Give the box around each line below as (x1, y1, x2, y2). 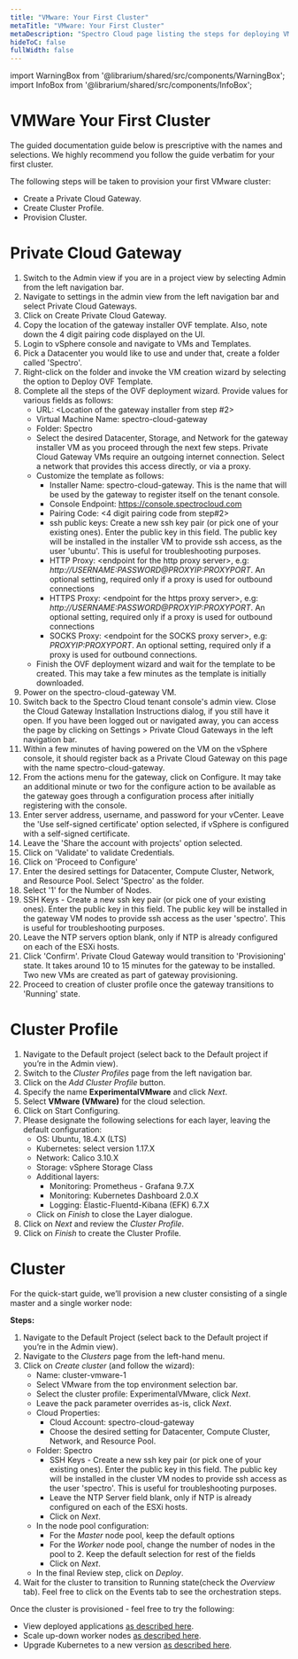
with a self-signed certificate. (22, 828, 131, 839)
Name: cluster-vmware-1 (35, 1369, 127, 1380)
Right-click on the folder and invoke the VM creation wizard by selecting (22, 367, 287, 377)
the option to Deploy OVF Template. (22, 376, 154, 387)
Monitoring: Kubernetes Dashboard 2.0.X (49, 1190, 199, 1201)
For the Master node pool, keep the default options (49, 1530, 235, 1540)
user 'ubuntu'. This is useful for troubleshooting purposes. (49, 546, 262, 556)
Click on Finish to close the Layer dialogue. (35, 1209, 193, 1219)
